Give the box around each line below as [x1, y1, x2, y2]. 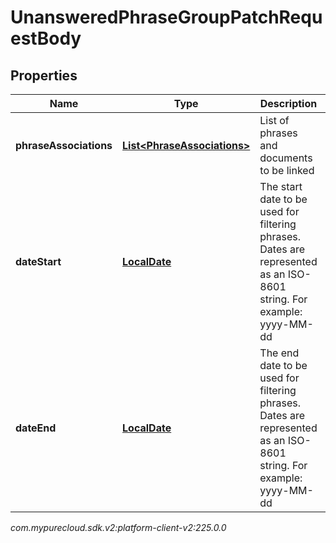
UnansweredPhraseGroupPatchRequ [10, 6, 323, 29]
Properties [10, 67, 78, 84]
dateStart [15, 255, 62, 268]
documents [259, 151, 313, 165]
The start [259, 180, 303, 193]
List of [259, 114, 290, 127]
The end [259, 346, 300, 360]
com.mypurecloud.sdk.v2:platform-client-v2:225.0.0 [10, 522, 227, 533]
